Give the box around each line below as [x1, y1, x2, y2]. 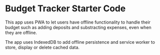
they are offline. [5, 29, 38, 35]
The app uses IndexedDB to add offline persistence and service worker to [5, 39, 156, 45]
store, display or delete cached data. [5, 44, 80, 50]
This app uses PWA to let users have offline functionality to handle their [5, 19, 151, 25]
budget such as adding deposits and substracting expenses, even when [5, 24, 152, 30]
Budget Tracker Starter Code [5, 3, 126, 14]
